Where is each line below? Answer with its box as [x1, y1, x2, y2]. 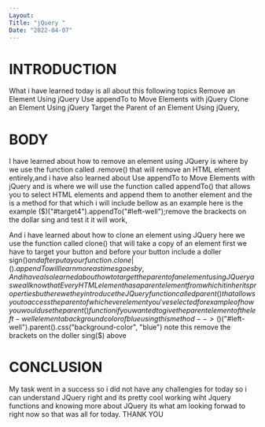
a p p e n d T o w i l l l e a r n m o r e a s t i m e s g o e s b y [16, 264, 142, 273]
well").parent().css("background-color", [9, 322, 138, 332]
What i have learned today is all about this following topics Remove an [9, 86, 235, 95]
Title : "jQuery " [9, 19, 66, 27]
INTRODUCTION [9, 60, 117, 78]
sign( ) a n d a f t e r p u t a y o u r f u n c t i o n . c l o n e [9, 255, 132, 265]
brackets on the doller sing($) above [9, 331, 127, 340]
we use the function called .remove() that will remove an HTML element [9, 165, 241, 174]
